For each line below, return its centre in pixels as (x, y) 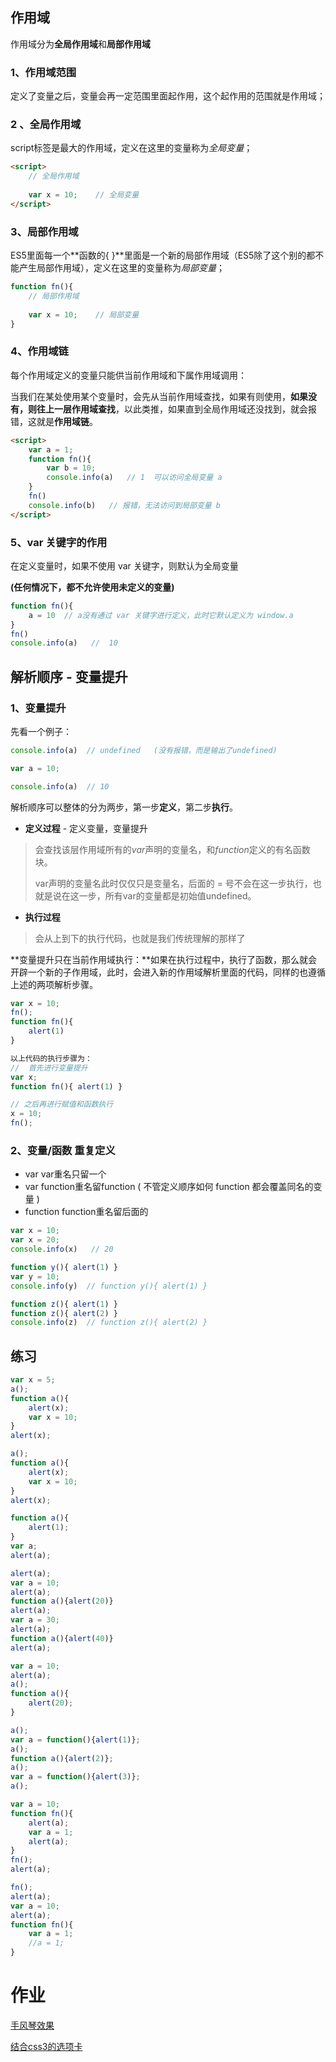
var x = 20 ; (35, 1240)
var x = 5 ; (33, 1380)
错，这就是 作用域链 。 (54, 421)
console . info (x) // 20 (62, 1249)
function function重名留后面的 (86, 1212)
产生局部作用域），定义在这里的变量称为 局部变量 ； (121, 268)
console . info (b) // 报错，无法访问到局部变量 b (125, 505)
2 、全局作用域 (46, 125)
